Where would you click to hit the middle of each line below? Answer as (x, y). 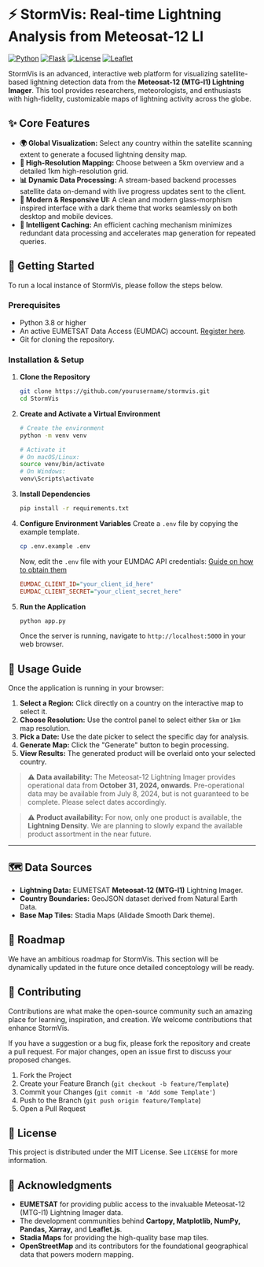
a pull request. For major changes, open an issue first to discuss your (120, 1051)
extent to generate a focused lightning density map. (103, 154)
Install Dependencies (55, 494)
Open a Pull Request (53, 1108)
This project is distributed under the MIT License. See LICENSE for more (123, 1152)
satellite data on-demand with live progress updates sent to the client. (132, 191)
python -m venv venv (53, 435)
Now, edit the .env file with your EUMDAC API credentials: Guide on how (136, 561)
